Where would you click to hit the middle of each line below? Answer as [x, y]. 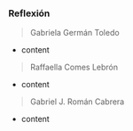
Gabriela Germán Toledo [75, 33]
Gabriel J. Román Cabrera [77, 102]
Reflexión [29, 13]
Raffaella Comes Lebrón [74, 67]
